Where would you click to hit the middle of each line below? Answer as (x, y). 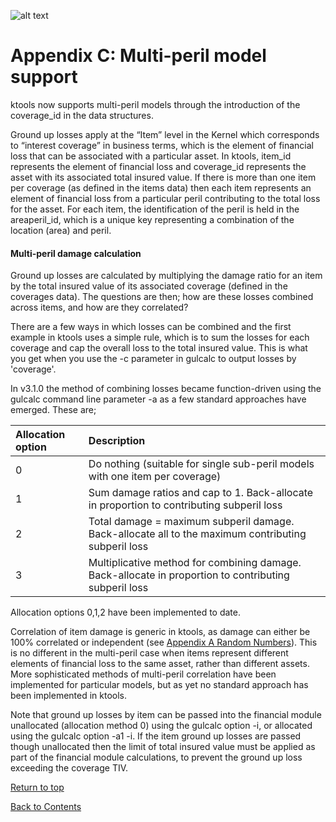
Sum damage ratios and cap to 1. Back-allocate (201, 493)
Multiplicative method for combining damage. (195, 563)
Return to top (37, 787)
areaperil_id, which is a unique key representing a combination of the (152, 219)
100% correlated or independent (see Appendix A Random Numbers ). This (164, 642)
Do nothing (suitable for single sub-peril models (201, 464)
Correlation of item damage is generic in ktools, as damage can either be (160, 632)
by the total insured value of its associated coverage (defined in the (149, 286)
